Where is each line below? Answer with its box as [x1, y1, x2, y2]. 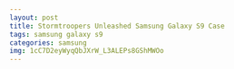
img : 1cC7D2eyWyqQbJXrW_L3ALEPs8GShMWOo [9, 47, 165, 56]
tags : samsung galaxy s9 [9, 30, 103, 39]
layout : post [9, 13, 59, 22]
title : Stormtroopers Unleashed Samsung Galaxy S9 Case [9, 22, 225, 30]
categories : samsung [9, 38, 88, 47]
